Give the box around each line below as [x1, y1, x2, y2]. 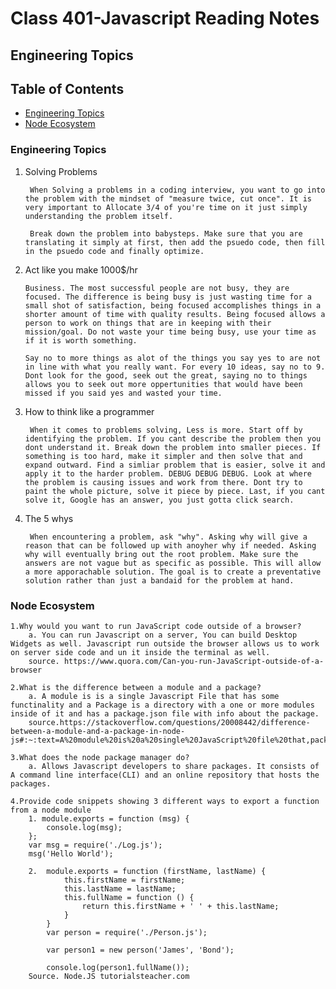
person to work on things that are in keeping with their [24, 318, 272, 328]
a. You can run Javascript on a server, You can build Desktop [28, 630, 298, 640]
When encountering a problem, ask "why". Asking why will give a [29, 532, 308, 542]
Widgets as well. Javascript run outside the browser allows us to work [10, 638, 320, 649]
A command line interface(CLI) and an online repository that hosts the [10, 770, 320, 780]
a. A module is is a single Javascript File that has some [28, 691, 280, 701]
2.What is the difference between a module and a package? [10, 682, 262, 692]
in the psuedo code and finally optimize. [24, 246, 205, 256]
